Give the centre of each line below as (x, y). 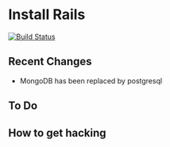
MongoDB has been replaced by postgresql (91, 80)
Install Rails (47, 15)
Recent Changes (50, 62)
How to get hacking (57, 133)
